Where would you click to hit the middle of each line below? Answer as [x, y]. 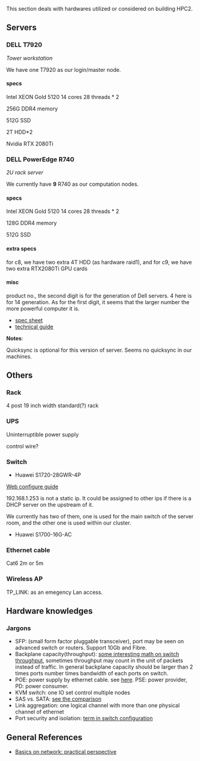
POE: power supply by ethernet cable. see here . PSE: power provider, [101, 680]
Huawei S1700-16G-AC [43, 535]
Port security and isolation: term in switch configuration [84, 718]
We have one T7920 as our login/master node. [64, 69]
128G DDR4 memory [32, 223]
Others [20, 376]
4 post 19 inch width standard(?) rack [52, 406]
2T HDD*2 [20, 132]
